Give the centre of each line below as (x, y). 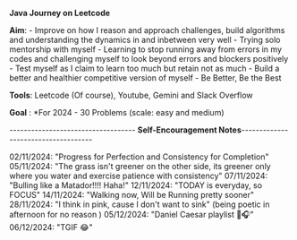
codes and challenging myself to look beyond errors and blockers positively (149, 59)
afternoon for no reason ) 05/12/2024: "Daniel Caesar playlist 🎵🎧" (132, 214)
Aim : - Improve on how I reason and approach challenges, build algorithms (147, 30)
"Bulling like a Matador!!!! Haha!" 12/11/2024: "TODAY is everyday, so (136, 185)
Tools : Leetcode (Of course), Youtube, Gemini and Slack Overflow (131, 95)
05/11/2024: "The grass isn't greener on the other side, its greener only (140, 166)
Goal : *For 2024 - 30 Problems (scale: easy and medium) (117, 112)
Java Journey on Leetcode (59, 13)
